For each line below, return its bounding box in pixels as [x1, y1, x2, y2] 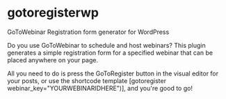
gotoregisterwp [7, 5, 99, 21]
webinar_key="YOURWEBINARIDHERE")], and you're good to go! [7, 84, 193, 92]
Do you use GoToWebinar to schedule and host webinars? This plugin [7, 41, 207, 49]
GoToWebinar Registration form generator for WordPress [7, 28, 170, 36]
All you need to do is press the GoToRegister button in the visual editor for [7, 69, 219, 78]
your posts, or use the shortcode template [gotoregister [7, 76, 167, 84]
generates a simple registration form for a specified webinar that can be [7, 48, 213, 57]
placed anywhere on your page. [7, 55, 99, 64]
